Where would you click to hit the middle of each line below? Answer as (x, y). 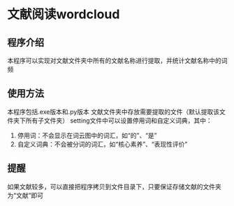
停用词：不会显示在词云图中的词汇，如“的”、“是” (87, 135)
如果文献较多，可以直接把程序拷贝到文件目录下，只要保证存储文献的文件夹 (114, 186)
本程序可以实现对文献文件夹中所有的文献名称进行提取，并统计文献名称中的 (114, 61)
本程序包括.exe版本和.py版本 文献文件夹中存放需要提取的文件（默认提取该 (114, 111)
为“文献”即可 (25, 195)
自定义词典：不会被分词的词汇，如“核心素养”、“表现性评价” (102, 144)
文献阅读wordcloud (64, 14)
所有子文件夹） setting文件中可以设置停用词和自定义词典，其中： (119, 121)
